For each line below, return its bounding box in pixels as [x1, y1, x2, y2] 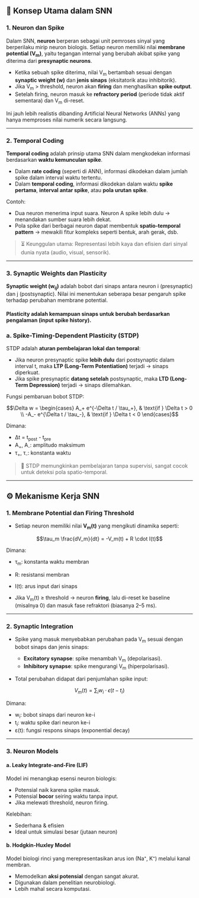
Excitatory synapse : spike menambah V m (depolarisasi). [23, 654, 162, 663]
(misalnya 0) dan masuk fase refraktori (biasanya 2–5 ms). [14, 602, 157, 609]
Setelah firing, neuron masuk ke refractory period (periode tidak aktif [14, 91, 185, 98]
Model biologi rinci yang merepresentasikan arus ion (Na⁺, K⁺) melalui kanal [6, 855, 191, 862]
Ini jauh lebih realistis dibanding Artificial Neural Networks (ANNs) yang [6, 110, 181, 117]
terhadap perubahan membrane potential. [6, 297, 108, 304]
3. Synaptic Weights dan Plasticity [6, 269, 107, 277]
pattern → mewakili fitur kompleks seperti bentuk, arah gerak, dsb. [14, 229, 179, 236]
